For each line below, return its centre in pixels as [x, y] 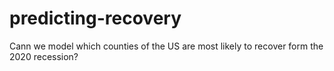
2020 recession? [44, 56]
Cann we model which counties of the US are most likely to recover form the [166, 46]
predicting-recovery [95, 18]
